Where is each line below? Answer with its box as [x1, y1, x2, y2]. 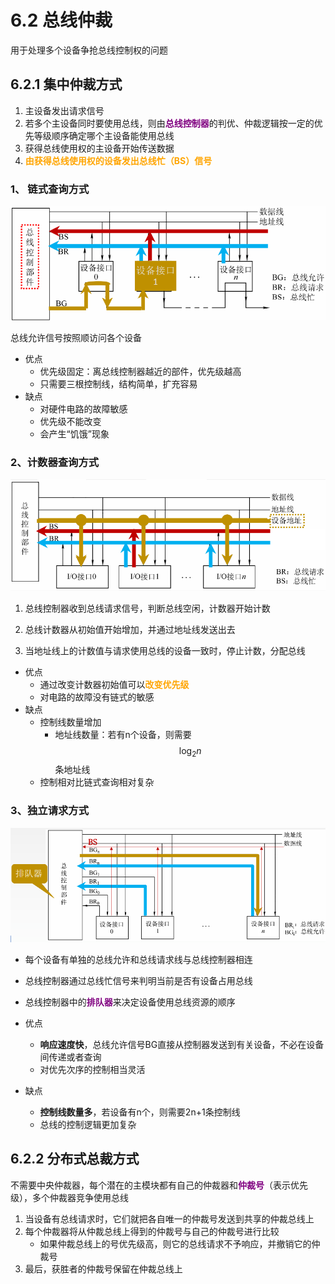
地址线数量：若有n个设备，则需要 [54, 728, 192, 740]
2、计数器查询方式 [10, 455, 100, 469]
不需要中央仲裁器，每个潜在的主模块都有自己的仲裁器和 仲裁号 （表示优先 [10, 1179, 308, 1191]
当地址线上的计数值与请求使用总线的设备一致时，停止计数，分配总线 [24, 644, 306, 656]
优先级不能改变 [39, 415, 102, 427]
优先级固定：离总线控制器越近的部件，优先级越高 [39, 365, 242, 377]
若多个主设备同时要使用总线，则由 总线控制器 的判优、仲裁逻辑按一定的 [24, 117, 315, 129]
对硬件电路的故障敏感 [39, 402, 128, 415]
